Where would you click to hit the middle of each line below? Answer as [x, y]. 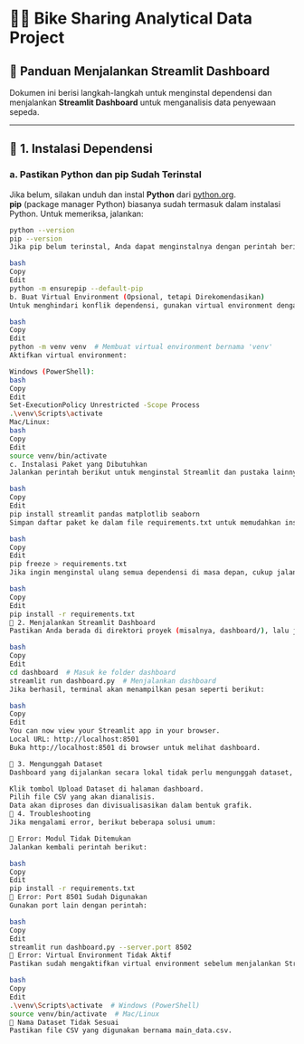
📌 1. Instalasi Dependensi [81, 149]
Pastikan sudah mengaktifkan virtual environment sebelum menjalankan [145, 964]
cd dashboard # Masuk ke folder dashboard [93, 672]
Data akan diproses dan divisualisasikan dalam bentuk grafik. [131, 806]
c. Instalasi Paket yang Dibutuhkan [78, 464]
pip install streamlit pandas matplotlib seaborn [105, 514]
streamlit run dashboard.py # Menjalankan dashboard [113, 681]
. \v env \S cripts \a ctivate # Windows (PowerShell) [105, 1005]
